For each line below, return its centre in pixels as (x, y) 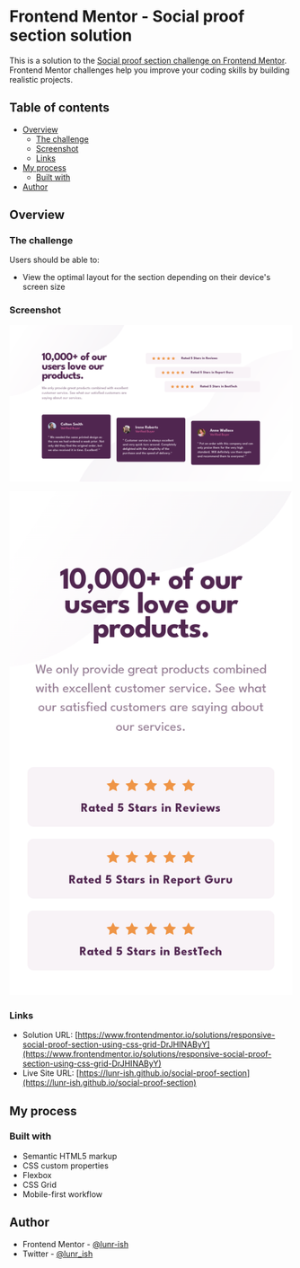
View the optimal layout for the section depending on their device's (146, 277)
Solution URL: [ (50, 1035)
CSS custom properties (66, 1166)
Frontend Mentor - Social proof (127, 17)
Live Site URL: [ (51, 1073)
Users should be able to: (55, 260)
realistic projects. (41, 79)
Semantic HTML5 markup (70, 1156)
